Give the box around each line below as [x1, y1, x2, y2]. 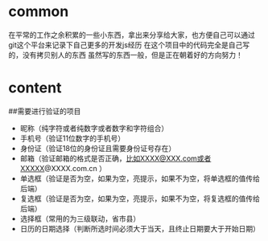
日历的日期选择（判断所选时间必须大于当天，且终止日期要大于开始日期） [19, 223, 260, 233]
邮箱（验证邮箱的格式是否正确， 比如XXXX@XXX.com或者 [19, 153, 212, 163]
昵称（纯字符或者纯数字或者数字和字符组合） [19, 123, 169, 133]
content [8, 79, 62, 97]
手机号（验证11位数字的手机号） [19, 133, 126, 143]
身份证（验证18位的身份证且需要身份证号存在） [19, 143, 176, 153]
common [8, 2, 69, 21]
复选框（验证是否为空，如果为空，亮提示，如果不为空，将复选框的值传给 [19, 194, 260, 203]
